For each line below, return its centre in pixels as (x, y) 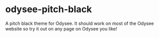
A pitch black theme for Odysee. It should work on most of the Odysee (80, 23)
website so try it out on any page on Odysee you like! (61, 28)
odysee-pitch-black (49, 9)
